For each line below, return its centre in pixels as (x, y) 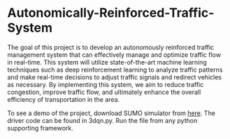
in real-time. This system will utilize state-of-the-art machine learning (107, 62)
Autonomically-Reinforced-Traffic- (111, 13)
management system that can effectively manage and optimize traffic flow (114, 55)
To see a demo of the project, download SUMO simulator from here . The (111, 113)
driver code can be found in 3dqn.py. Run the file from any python (102, 120)
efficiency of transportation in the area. (64, 99)
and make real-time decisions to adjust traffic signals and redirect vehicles (115, 77)
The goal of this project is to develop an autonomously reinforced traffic (111, 47)
